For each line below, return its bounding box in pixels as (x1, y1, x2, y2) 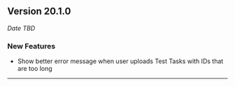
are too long (17, 64, 52, 73)
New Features (7, 41, 56, 51)
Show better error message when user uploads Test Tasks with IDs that (17, 57, 224, 65)
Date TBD (7, 24, 36, 32)
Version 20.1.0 (7, 6, 71, 17)
